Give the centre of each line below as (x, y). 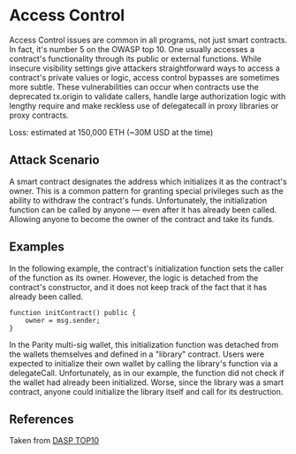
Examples (37, 247)
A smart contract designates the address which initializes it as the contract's (148, 181)
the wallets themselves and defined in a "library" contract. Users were (137, 354)
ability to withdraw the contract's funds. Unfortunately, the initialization (138, 200)
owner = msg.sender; (63, 320)
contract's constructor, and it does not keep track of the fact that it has (138, 287)
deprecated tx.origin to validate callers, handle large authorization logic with (148, 96)
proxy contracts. (39, 115)
